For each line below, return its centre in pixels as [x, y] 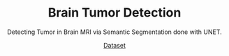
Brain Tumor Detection [114, 13]
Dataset [114, 45]
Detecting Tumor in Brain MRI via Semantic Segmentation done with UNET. [114, 32]
